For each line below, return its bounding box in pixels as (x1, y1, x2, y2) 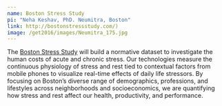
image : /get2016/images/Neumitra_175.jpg (7, 29, 128, 36)
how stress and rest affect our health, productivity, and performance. (7, 92, 203, 100)
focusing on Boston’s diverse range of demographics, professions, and (7, 77, 208, 85)
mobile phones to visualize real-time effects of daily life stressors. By (7, 70, 203, 78)
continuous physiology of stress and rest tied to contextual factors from (7, 62, 211, 70)
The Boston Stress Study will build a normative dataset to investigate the (7, 48, 214, 56)
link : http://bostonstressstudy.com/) (7, 23, 119, 29)
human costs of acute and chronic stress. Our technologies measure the (7, 55, 212, 64)
